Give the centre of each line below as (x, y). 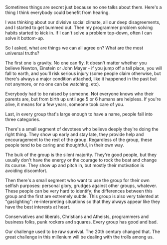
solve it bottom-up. (25, 38)
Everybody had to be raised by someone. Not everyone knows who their (80, 94)
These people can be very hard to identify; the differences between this (79, 191)
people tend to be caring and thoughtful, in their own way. (65, 145)
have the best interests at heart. (38, 207)
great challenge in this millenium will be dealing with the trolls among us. (80, 237)
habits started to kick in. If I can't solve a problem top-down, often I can (79, 33)
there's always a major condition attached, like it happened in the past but (81, 79)
